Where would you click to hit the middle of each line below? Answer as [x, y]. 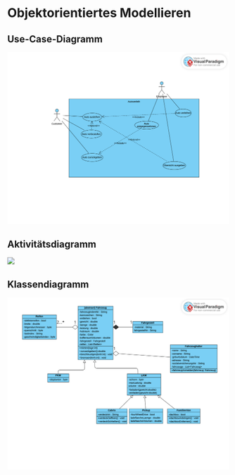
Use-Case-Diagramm [55, 39]
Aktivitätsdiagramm [52, 244]
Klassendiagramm [48, 284]
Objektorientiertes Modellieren [99, 13]
